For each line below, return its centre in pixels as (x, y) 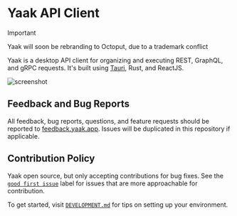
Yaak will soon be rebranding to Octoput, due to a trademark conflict (108, 46)
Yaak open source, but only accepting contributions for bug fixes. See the (116, 175)
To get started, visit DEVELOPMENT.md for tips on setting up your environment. (118, 205)
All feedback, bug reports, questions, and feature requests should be (109, 121)
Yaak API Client (53, 13)
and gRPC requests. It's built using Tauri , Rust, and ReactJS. (96, 67)
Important (22, 33)
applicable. (23, 136)
